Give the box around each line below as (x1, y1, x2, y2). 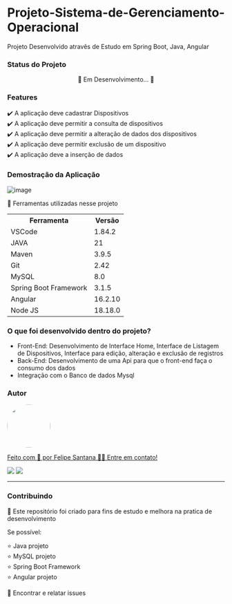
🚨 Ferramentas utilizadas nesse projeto (7, 199, 119, 207)
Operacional (7, 19, 79, 35)
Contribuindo (7, 491, 53, 501)
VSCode (10, 227, 38, 236)
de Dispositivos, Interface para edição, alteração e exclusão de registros (17, 349, 224, 357)
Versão (95, 216, 119, 225)
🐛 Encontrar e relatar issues (7, 589, 86, 597)
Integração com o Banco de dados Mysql (17, 371, 135, 379)
